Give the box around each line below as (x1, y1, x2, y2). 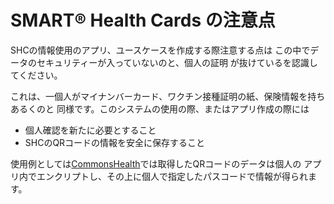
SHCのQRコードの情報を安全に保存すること (24, 136, 206, 148)
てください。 (10, 69, 63, 81)
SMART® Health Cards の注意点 (10, 9, 276, 32)
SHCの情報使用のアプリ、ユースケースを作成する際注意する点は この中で (10, 44, 311, 56)
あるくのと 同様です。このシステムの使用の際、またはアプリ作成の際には (10, 102, 310, 115)
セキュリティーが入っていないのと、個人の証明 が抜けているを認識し (36, 56, 318, 68)
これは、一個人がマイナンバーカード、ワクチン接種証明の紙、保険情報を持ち (10, 90, 326, 102)
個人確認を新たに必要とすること (24, 124, 157, 136)
